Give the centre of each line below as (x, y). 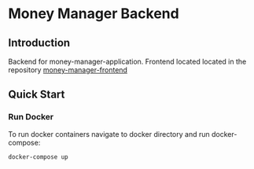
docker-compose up (38, 157)
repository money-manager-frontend (68, 70)
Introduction (39, 43)
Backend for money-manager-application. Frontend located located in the (127, 61)
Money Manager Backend (94, 14)
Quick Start (37, 95)
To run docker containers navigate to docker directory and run (109, 134)
